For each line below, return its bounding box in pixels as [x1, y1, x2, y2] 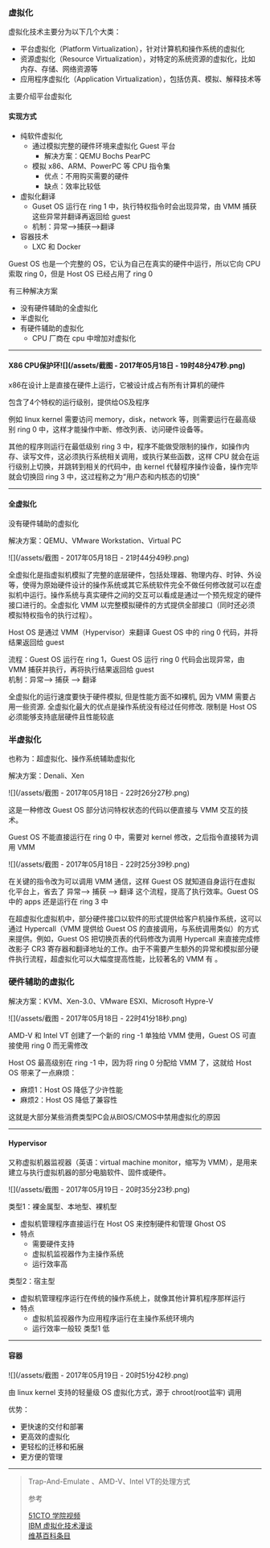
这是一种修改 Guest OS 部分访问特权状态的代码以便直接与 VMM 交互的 [8, 805, 242, 815]
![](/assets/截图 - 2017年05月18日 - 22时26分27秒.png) [8, 788, 190, 798]
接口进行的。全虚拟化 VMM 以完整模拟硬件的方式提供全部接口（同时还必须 [8, 600, 256, 610]
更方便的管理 [19, 1451, 63, 1461]
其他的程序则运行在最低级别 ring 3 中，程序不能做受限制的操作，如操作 [8, 441, 243, 451]
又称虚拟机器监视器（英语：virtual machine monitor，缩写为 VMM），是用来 [8, 1157, 258, 1167]
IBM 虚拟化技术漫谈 [27, 1521, 93, 1530]
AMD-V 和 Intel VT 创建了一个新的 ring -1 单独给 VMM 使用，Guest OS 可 [8, 1030, 250, 1040]
